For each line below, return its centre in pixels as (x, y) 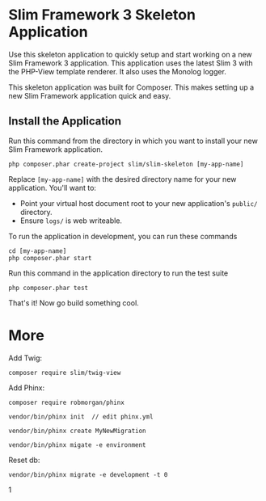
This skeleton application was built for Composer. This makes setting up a (131, 87)
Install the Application (65, 122)
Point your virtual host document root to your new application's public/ (139, 203)
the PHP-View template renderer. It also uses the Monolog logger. (117, 71)
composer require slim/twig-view (65, 373)
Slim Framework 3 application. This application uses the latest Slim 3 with (131, 63)
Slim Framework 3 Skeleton (102, 15)
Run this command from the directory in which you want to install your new (133, 141)
